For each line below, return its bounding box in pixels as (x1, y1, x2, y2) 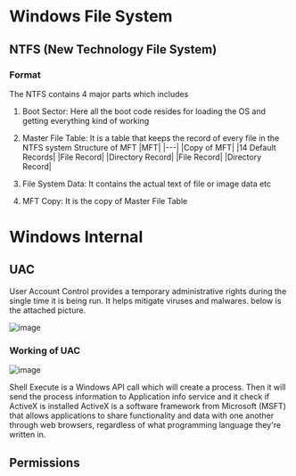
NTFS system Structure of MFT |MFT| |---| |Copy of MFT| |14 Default (21, 142, 276, 152)
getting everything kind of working (21, 115, 150, 126)
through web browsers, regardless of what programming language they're (9, 420, 282, 431)
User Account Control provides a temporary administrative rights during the (9, 285, 287, 296)
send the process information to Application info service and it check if (9, 391, 270, 402)
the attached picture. (9, 305, 86, 316)
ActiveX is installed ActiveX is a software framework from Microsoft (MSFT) (9, 401, 287, 412)
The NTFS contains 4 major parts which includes (9, 88, 189, 99)
